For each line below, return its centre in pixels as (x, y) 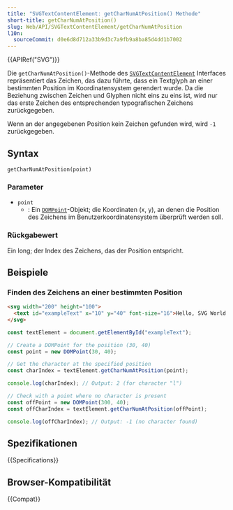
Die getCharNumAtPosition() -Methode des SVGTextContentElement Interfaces (117, 73)
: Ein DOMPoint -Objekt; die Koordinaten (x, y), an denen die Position (123, 210)
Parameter (25, 187)
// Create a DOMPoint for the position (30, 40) (79, 345)
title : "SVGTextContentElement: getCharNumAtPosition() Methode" (104, 14)
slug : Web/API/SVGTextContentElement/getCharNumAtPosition (95, 27)
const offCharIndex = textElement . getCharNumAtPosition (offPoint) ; (107, 409)
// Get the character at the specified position (79, 364)
